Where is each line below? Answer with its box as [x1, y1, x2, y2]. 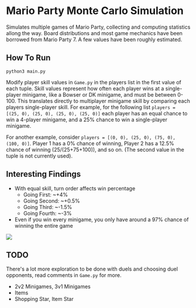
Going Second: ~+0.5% [23, 197, 80, 204]
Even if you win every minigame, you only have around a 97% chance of [14, 215, 189, 223]
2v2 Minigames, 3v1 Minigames [14, 283, 91, 290]
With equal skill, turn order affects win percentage [14, 184, 136, 191]
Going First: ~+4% [23, 191, 68, 198]
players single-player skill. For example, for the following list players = [6, 104, 176, 111]
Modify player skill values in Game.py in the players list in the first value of [6, 78, 181, 85]
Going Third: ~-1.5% [23, 203, 73, 210]
